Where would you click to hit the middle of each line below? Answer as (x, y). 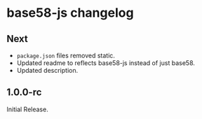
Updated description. (47, 70)
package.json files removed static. (66, 55)
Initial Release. (27, 109)
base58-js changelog (70, 13)
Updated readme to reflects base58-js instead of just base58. (106, 63)
